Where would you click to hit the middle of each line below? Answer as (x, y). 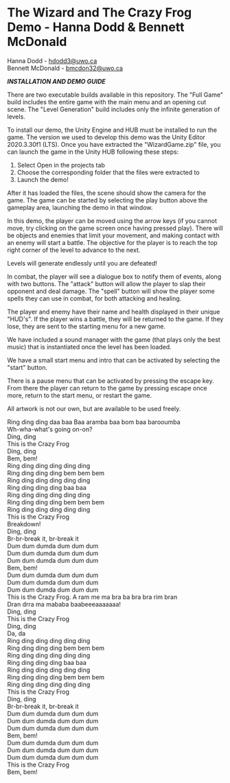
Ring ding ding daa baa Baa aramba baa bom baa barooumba (94, 422)
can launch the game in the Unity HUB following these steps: (93, 152)
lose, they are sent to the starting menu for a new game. (87, 326)
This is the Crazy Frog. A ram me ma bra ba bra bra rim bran (92, 597)
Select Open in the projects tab (61, 165)
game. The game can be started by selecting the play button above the (107, 200)
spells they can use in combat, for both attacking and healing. (94, 298)
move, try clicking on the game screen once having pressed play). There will (115, 228)
